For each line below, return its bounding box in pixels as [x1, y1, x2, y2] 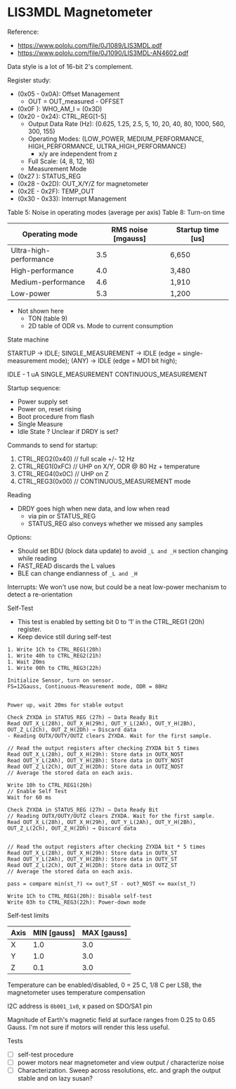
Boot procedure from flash [17, 412, 95, 421]
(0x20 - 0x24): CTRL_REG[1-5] [17, 112, 107, 120]
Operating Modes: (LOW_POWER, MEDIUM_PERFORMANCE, [27, 135, 204, 143]
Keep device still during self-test [17, 632, 112, 641]
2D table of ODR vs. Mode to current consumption [27, 321, 173, 330]
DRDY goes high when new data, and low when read [17, 504, 170, 513]
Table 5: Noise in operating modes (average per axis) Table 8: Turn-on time [7, 208, 225, 216]
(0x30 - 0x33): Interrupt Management [17, 194, 127, 203]
